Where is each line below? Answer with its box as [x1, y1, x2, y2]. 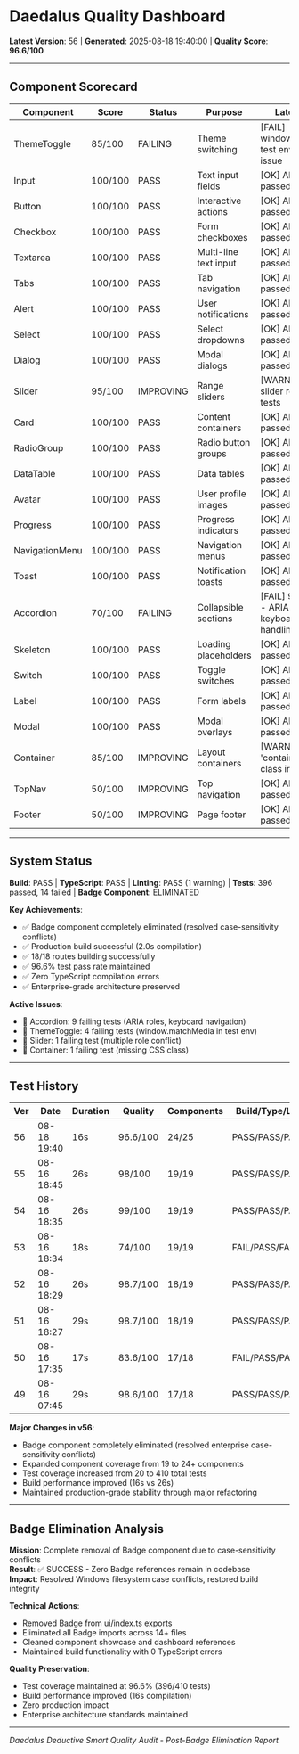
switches [197, 675, 235, 687]
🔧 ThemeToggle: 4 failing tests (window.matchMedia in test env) [21, 1025, 258, 1036]
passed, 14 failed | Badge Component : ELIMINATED [9, 887, 200, 897]
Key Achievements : [9, 904, 83, 914]
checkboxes [197, 231, 248, 243]
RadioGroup [13, 441, 64, 454]
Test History [9, 1078, 79, 1094]
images [197, 498, 229, 511]
